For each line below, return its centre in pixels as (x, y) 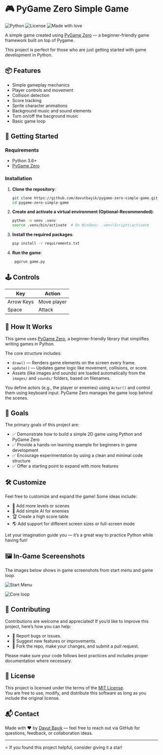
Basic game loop (29, 121)
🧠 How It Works (29, 327)
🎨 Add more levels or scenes (41, 506)
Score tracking (27, 100)
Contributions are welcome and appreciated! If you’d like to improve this (77, 621)
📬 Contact (22, 714)
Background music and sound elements (52, 111)
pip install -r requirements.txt (46, 244)
